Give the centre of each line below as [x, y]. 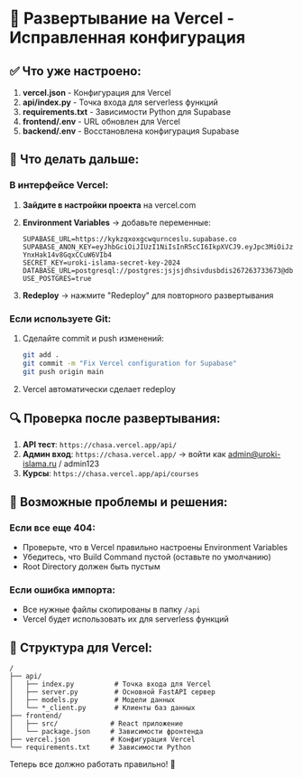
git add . [41, 355]
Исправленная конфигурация [128, 37]
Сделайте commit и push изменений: [93, 338]
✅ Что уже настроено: [75, 71]
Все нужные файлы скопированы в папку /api [111, 610]
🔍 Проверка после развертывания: [115, 418]
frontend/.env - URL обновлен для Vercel [101, 122]
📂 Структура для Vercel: [81, 647]
